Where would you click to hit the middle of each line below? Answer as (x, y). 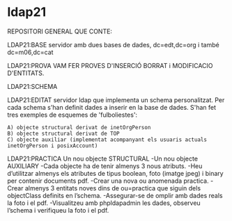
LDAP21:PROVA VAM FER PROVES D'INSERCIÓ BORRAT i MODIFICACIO (110, 65)
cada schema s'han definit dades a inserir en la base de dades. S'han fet (112, 107)
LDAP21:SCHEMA (32, 86)
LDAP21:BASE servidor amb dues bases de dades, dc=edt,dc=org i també (113, 44)
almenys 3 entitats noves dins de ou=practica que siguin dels (113, 188)
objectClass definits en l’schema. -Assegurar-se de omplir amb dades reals (115, 195)
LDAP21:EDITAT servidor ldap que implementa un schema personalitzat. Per (116, 100)
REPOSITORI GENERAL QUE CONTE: (60, 31)
